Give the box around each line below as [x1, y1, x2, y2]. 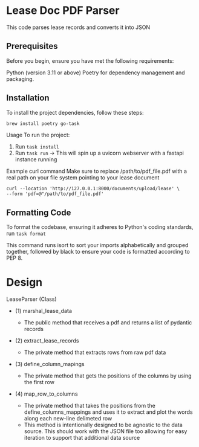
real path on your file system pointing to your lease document [6, 174, 160, 181]
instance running [15, 156, 57, 163]
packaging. [6, 75, 34, 82]
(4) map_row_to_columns [15, 390, 78, 397]
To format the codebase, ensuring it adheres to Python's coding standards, [6, 224, 194, 231]
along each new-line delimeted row [24, 415, 113, 422]
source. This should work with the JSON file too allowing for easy [24, 428, 188, 435]
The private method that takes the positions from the [24, 402, 155, 410]
